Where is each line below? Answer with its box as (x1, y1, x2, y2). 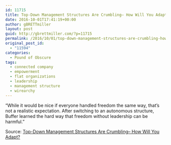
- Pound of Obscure (10, 55, 51, 60)
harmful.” (5, 118, 25, 125)
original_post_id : (5, 41, 44, 46)
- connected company (10, 64, 53, 69)
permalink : (5, 36, 28, 41)
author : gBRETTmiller (5, 21, 51, 27)
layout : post (5, 27, 33, 32)
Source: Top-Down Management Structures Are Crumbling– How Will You (5, 128, 160, 134)
